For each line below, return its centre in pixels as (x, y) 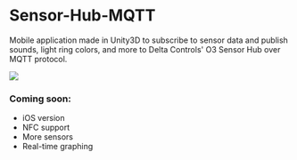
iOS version (43, 118)
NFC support (46, 128)
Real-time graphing (58, 147)
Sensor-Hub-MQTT (82, 16)
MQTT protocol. (38, 59)
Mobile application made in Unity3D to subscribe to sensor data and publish (148, 40)
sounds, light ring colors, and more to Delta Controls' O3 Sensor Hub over (145, 49)
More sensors (48, 137)
